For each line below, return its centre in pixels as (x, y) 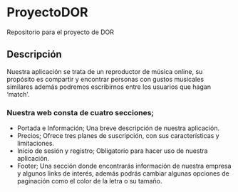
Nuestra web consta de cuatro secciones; (81, 112)
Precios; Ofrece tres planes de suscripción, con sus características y (118, 136)
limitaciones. (36, 144)
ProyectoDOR (47, 12)
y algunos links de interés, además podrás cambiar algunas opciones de (123, 174)
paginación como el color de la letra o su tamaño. (89, 181)
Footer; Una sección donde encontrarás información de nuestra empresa (124, 166)
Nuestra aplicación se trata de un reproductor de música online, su (105, 71)
